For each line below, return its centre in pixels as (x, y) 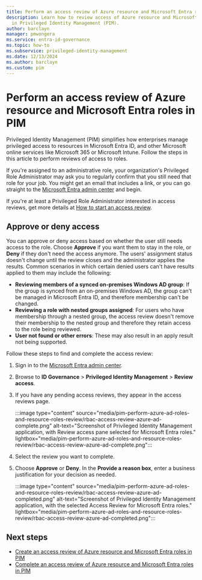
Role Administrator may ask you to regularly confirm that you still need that (99, 177)
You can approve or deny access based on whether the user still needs (94, 241)
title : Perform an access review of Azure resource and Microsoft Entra (99, 12)
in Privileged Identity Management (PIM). (66, 23)
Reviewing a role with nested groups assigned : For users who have (99, 310)
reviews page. (32, 401)
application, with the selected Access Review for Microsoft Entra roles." (103, 505)
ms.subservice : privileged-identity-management (67, 51)
